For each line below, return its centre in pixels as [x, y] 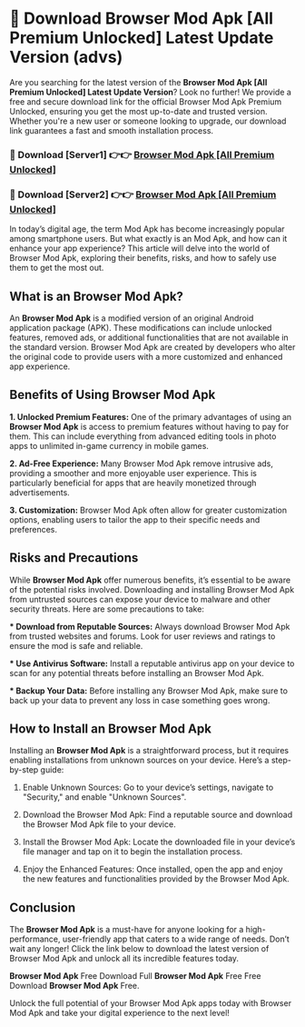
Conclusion [43, 907]
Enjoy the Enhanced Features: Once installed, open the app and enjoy [152, 869]
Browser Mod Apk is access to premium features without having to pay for [149, 426]
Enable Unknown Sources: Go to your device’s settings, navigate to [148, 788]
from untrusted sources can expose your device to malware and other [140, 599]
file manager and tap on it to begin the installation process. [133, 852]
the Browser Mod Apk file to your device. [99, 824]
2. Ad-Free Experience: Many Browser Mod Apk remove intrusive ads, [142, 464]
